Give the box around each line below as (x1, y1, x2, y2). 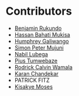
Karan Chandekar (14, 70, 59, 77)
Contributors (5, 4, 72, 18)
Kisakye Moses (14, 83, 53, 90)
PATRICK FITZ (14, 76, 50, 84)
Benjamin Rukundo (14, 24, 62, 32)
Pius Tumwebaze (14, 57, 58, 64)
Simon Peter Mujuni (14, 44, 64, 51)
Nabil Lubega (14, 50, 48, 57)
